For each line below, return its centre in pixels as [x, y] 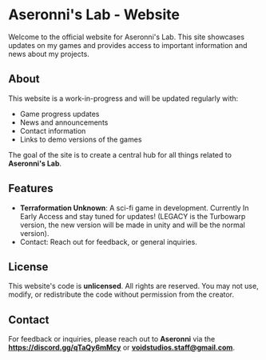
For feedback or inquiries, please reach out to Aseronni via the [112, 339]
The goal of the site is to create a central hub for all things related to [120, 154]
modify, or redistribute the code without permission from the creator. [121, 294]
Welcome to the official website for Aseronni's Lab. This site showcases [127, 37]
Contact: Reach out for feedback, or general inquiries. [108, 242]
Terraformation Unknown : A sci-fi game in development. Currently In [134, 208]
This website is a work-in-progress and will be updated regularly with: [123, 98]
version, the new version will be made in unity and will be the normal [132, 225]
